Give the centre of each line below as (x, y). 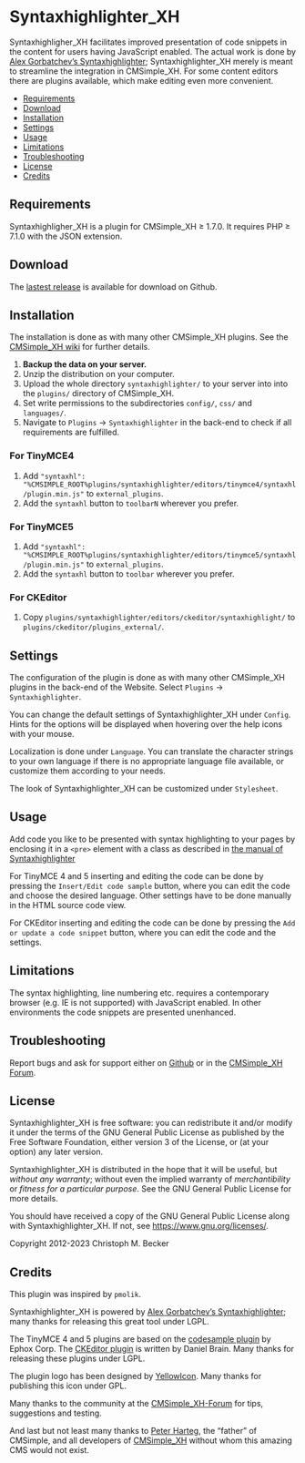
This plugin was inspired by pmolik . (75, 1294)
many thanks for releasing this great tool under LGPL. (109, 1322)
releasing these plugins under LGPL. (77, 1358)
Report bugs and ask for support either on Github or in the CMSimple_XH (146, 1062)
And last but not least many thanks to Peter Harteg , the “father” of (133, 1431)
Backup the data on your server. (85, 364)
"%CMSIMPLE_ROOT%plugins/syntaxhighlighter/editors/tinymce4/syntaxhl (159, 485)
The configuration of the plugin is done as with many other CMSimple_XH (147, 678)
